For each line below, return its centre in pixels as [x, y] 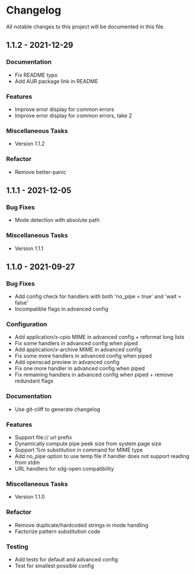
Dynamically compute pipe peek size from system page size [88, 444]
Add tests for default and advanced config [66, 559]
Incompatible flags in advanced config [61, 309]
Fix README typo [36, 75]
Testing [17, 547]
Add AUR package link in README [56, 81]
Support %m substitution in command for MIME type [79, 450]
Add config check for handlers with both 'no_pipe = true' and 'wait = [98, 296]
